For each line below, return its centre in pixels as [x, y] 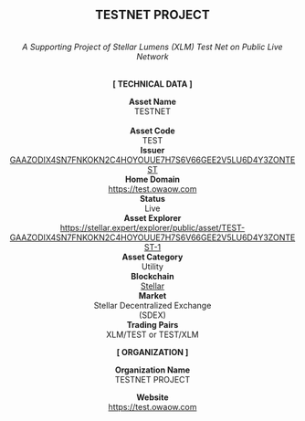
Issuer [152, 150]
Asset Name [152, 101]
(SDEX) [152, 315]
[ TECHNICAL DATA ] [152, 84]
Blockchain [152, 276]
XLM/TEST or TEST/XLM [152, 334]
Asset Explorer [152, 217]
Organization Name [152, 370]
